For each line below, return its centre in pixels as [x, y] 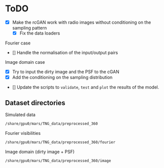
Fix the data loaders [40, 33]
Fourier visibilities [23, 133]
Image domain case [25, 62]
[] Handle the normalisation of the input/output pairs [65, 53]
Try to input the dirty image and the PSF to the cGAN [66, 72]
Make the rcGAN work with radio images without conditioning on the [82, 22]
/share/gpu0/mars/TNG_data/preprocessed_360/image [58, 161]
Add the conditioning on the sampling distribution [62, 78]
